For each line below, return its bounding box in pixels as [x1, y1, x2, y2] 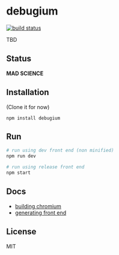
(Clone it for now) [6, 103, 50, 110]
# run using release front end [6, 164, 85, 170]
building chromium [14, 202, 62, 210]
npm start [6, 170, 31, 176]
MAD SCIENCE [6, 70, 44, 77]
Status [6, 53, 32, 64]
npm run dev [6, 153, 36, 159]
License [6, 227, 37, 237]
